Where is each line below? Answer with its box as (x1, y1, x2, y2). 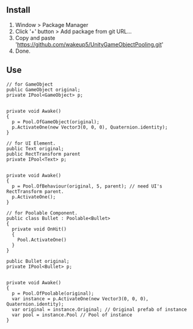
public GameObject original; (6, 86, 81, 93)
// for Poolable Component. (6, 210, 78, 216)
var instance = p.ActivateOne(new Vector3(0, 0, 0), (12, 295, 149, 302)
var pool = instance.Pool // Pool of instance (12, 312, 133, 318)
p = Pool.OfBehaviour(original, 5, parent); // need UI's (12, 183, 163, 189)
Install (6, 5, 31, 15)
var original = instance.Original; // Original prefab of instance (12, 306, 188, 312)
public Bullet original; (6, 258, 70, 264)
